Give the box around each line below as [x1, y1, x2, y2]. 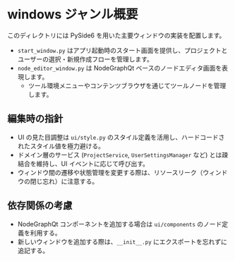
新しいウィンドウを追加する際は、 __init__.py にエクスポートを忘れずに [17, 237, 228, 245]
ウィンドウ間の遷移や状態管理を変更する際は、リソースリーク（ [17, 168, 203, 176]
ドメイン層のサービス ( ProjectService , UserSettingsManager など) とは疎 [17, 150, 229, 159]
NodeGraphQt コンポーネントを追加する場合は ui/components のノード [17, 219, 222, 228]
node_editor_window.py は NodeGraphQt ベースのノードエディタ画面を [17, 63, 222, 72]
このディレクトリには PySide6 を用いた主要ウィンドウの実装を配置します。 [7, 31, 226, 40]
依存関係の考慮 [7, 200, 73, 212]
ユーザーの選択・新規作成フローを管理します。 [17, 54, 154, 63]
